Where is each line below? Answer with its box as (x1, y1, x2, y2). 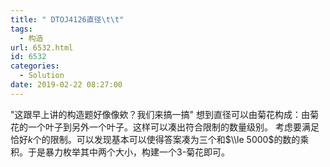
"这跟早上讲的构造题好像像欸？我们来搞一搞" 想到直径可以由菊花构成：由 (10, 108, 310, 120)
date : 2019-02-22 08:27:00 (10, 80, 123, 90)
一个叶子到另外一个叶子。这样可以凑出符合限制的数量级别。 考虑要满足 (27, 121, 320, 133)
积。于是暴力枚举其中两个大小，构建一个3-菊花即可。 (10, 146, 231, 158)
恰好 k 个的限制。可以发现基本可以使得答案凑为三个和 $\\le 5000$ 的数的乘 (10, 133, 310, 145)
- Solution (19, 71, 65, 81)
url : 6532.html (10, 42, 74, 53)
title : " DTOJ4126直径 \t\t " (10, 14, 125, 25)
